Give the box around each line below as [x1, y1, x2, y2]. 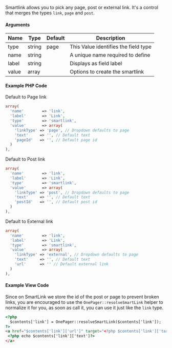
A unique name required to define [70, 51, 150, 59]
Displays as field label [70, 60, 122, 67]
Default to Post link [5, 156, 46, 162]
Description [96, 34, 125, 42]
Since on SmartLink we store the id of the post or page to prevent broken [5, 294, 160, 300]
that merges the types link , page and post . [5, 10, 95, 16]
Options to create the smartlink [70, 68, 144, 75]
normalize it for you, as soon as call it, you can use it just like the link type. [5, 304, 164, 311]
